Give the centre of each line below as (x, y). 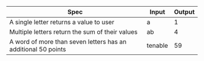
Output (184, 12)
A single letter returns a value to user (62, 22)
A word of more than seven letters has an (68, 42)
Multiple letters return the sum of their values (73, 32)
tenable (157, 46)
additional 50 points (38, 49)
